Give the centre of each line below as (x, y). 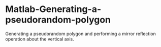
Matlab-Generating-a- (53, 9)
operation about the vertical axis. (40, 39)
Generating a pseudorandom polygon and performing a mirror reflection (81, 33)
